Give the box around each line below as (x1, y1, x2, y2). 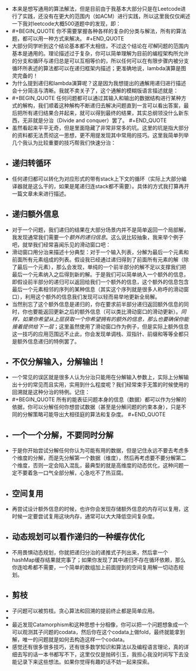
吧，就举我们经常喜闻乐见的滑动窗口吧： (11, 241, 111, 248)
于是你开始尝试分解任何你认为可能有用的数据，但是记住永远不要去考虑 (11, 447, 184, 454)
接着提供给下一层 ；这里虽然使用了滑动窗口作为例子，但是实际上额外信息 (11, 323, 189, 330)
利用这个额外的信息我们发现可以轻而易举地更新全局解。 (24, 293, 160, 300)
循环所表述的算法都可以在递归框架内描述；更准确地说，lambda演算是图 (11, 65, 186, 71)
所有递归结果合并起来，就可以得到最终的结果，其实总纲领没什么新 (22, 110, 184, 116)
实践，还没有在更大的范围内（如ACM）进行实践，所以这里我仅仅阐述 (22, 13, 191, 20)
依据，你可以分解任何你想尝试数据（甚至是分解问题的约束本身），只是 (11, 404, 181, 411)
